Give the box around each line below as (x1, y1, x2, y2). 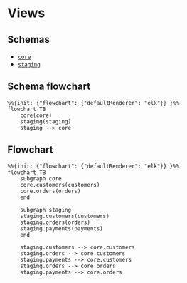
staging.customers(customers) (20, 212, 110, 220)
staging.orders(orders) (20, 219, 91, 226)
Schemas (7, 34, 50, 46)
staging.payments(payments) (20, 225, 103, 232)
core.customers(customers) (20, 181, 100, 188)
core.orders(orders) (20, 187, 81, 195)
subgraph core (20, 175, 62, 182)
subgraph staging (20, 206, 72, 213)
